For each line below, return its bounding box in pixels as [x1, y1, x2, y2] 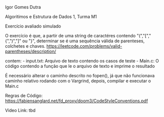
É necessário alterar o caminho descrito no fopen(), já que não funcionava [5, 73, 155, 78]
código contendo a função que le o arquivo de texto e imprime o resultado [5, 63, 155, 69]
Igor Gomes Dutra [5, 4, 41, 10]
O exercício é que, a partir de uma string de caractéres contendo [5, 33, 136, 38]
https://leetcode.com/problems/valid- [46, 43, 122, 49]
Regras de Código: [5, 93, 43, 98]
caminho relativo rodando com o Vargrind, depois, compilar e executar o [5, 78, 151, 84]
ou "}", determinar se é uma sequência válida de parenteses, [22, 38, 145, 44]
